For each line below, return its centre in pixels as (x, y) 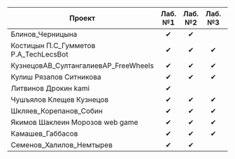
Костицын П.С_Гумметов (53, 46)
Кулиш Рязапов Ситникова (56, 77)
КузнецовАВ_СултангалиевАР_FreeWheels (82, 66)
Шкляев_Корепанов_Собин (57, 111)
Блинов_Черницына (44, 34)
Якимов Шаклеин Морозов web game (74, 122)
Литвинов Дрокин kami (50, 88)
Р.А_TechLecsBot (40, 54)
